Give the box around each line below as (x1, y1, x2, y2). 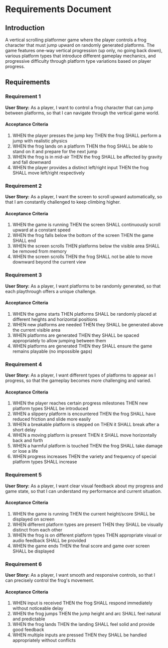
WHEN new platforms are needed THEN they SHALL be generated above (12, 321, 163, 327)
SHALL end (12, 237, 36, 244)
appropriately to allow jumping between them (12, 337, 106, 343)
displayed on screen (12, 516, 55, 522)
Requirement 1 (5, 93, 41, 100)
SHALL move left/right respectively (12, 170, 85, 176)
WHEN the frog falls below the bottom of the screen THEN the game (12, 232, 154, 238)
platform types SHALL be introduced (12, 406, 89, 412)
